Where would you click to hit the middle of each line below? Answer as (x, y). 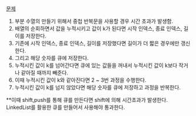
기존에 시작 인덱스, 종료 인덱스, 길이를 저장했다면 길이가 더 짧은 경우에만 (97, 43)
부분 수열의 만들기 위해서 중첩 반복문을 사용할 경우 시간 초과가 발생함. (94, 21)
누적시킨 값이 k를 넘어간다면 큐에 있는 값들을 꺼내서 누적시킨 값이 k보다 (96, 65)
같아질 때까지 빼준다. (45, 73)
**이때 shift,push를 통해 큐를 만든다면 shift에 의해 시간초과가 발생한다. (87, 100)
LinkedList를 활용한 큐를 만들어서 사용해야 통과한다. (66, 107)
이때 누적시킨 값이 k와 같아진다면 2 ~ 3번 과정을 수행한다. (80, 80)
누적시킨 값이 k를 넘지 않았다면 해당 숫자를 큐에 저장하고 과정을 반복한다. (98, 87)
